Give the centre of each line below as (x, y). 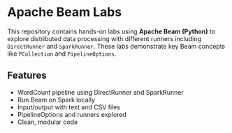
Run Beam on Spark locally (56, 100)
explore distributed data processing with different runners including (104, 38)
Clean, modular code (48, 122)
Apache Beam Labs (65, 12)
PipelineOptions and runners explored (72, 114)
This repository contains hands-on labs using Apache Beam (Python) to (111, 31)
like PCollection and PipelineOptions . (62, 54)
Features (27, 76)
